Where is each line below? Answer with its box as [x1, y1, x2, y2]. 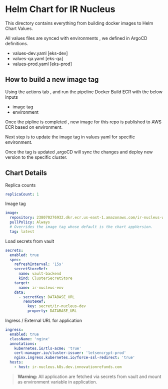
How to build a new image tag [5, 75, 99, 84]
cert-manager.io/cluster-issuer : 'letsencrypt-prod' [14, 350, 126, 355]
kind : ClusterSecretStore [18, 276, 72, 281]
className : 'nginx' [9, 336, 50, 341]
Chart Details [5, 169, 47, 177]
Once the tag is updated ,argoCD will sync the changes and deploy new [5, 149, 153, 155]
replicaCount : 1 [5, 191, 39, 197]
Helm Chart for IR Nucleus [5, 4, 115, 15]
